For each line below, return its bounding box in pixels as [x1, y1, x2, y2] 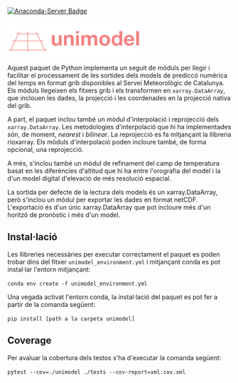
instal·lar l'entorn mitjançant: [7, 265, 91, 274]
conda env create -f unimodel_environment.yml [7, 280, 148, 287]
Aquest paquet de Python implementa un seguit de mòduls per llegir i [7, 64, 210, 72]
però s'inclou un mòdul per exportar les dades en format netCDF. [7, 195, 198, 204]
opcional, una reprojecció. [7, 146, 84, 153]
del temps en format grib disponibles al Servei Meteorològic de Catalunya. [7, 79, 225, 87]
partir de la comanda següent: [7, 300, 96, 308]
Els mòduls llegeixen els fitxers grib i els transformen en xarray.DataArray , [7, 86, 225, 95]
